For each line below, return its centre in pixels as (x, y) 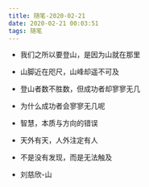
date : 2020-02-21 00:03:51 (54, 23)
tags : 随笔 (25, 31)
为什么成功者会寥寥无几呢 (62, 106)
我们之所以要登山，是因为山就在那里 (80, 55)
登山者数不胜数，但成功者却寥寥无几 (80, 89)
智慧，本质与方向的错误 (59, 123)
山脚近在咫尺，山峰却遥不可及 (69, 72)
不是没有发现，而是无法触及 (66, 157)
